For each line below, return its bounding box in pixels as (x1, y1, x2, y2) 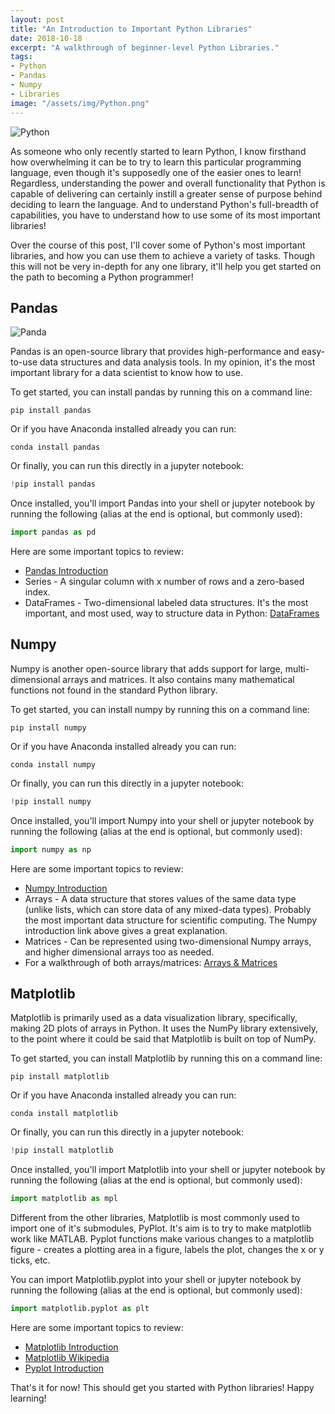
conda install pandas (10, 442, 101, 453)
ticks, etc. (10, 1254, 51, 1266)
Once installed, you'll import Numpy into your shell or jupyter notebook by (10, 814, 315, 826)
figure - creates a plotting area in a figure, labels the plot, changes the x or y (10, 1244, 325, 1256)
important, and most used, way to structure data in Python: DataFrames (24, 607, 320, 620)
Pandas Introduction (24, 565, 109, 577)
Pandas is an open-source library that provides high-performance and (10, 346, 300, 358)
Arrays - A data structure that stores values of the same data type (24, 892, 297, 905)
